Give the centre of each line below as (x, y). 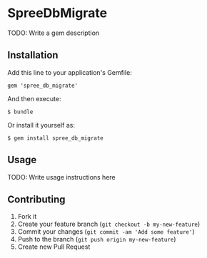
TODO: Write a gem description (54, 33)
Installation (33, 55)
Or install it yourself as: (41, 125)
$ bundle (20, 112)
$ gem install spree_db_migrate (55, 138)
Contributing (36, 199)
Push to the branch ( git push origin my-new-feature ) (97, 239)
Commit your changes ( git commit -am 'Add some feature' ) (106, 232)
